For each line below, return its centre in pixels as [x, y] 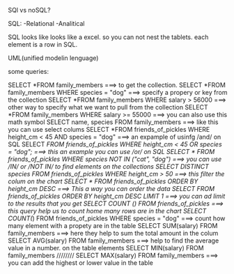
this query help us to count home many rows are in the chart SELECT [107, 211]
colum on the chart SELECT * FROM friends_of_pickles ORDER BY [103, 181]
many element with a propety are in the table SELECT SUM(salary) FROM [113, 226]
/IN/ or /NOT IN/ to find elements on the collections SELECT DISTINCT [109, 166]
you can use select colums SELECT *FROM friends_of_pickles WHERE [109, 129]
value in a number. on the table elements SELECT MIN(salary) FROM [106, 248]
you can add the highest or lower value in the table [81, 263]
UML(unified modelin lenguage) [53, 58]
